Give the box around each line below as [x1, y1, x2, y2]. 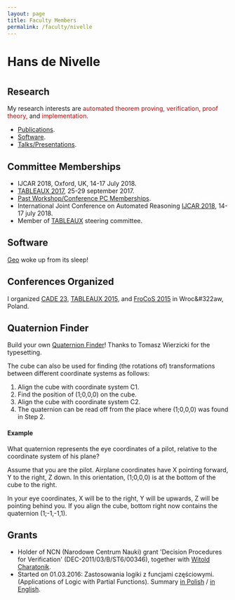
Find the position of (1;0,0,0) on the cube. [17, 390, 137, 399]
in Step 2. [17, 413, 46, 421]
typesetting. [7, 348, 42, 356]
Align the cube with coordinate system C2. [17, 398, 141, 406]
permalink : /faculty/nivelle [7, 23, 93, 30]
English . [17, 585, 41, 594]
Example [7, 429, 34, 437]
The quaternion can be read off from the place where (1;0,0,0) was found [17, 405, 229, 414]
